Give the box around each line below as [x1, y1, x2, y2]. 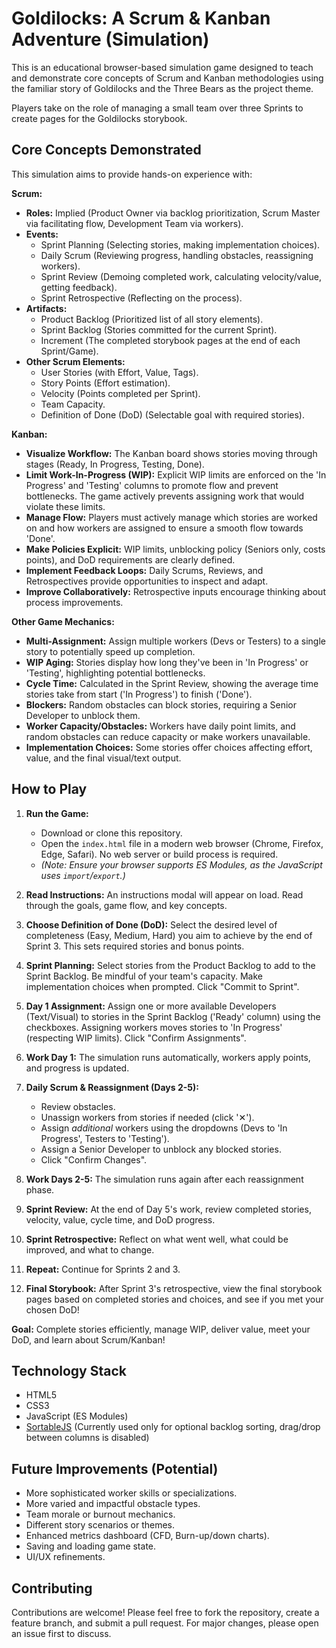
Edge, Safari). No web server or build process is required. [40, 848, 279, 860]
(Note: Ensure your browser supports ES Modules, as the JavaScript [40, 858, 323, 871]
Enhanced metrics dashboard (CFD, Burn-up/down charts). [25, 1530, 270, 1542]
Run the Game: [25, 807, 89, 819]
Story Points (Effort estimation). [40, 377, 171, 389]
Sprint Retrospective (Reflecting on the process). [40, 292, 243, 304]
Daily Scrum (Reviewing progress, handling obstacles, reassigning [40, 249, 314, 261]
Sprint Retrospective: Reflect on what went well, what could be [25, 1233, 289, 1245]
